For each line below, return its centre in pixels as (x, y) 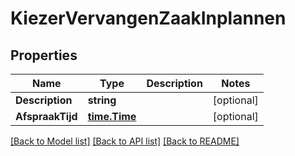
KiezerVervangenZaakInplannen (148, 18)
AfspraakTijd (46, 116)
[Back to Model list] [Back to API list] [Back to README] (125, 141)
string (102, 100)
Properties (44, 55)
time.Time (112, 116)
